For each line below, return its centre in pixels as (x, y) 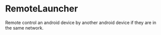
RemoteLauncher (42, 9)
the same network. (24, 27)
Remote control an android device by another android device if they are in (81, 22)
